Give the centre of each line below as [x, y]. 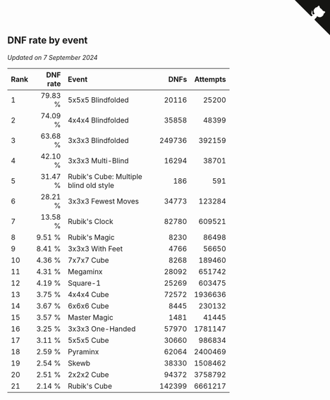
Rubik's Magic [91, 237]
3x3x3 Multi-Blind [98, 161]
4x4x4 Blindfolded [98, 120]
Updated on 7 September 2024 [53, 57]
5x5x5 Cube [88, 340]
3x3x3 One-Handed [102, 329]
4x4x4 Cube [88, 294]
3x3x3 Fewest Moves [104, 201]
